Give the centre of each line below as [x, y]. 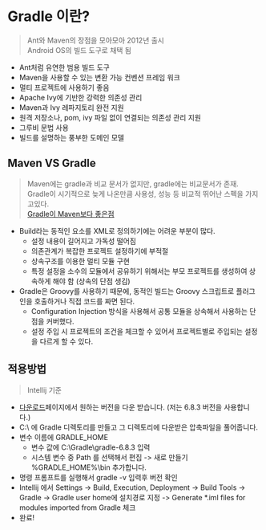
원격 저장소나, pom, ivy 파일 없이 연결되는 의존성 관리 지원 [110, 117]
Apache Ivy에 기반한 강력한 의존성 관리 [81, 97]
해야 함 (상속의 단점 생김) [91, 281]
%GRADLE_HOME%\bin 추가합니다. [89, 467]
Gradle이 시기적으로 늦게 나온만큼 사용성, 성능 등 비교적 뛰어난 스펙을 [135, 194]
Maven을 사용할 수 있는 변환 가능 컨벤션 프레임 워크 [100, 77]
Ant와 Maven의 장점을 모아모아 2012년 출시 [96, 40]
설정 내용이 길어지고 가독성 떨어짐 [84, 241]
